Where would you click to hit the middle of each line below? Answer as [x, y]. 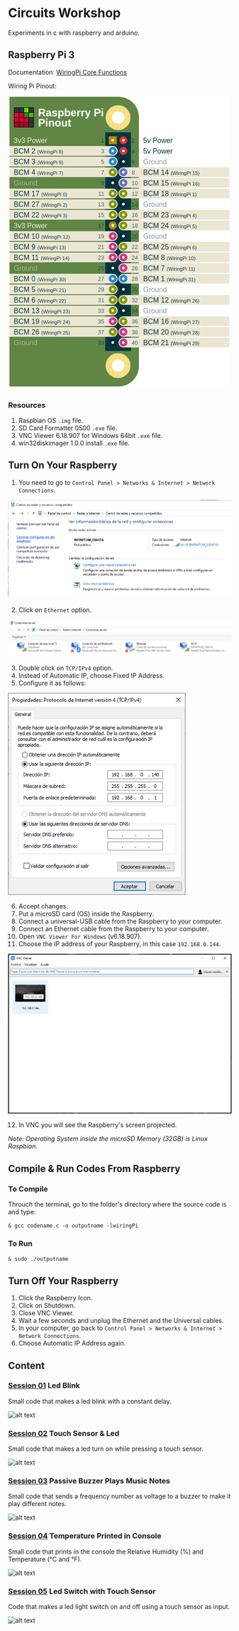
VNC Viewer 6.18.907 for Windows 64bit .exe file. [90, 436]
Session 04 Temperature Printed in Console [85, 1536]
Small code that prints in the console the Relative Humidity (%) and [106, 1552]
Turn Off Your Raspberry [63, 1281]
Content [27, 1365]
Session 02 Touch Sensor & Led [64, 1433]
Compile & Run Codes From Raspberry [94, 1169]
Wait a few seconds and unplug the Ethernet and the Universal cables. [121, 1321]
